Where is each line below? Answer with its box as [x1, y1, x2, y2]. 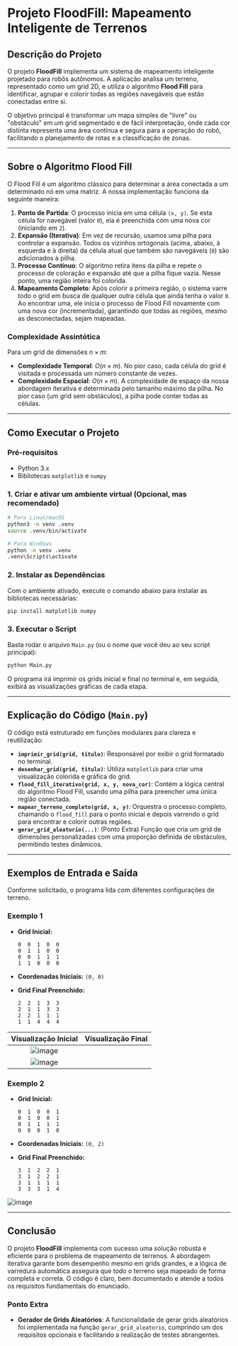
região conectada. [17, 795, 71, 803]
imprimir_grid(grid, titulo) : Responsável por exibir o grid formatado [17, 749, 225, 758]
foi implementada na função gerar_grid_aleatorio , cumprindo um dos [17, 1323, 223, 1332]
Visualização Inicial [11, 1034, 78, 1044]
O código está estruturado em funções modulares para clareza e [7, 728, 196, 737]
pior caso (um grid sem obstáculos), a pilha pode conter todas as [17, 392, 208, 400]
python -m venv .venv [7, 546, 72, 554]
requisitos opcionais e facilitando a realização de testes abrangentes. [17, 1330, 220, 1339]
